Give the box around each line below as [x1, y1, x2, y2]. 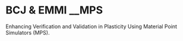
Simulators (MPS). [5, 29, 50, 36]
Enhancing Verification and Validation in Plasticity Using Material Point [5, 23, 178, 30]
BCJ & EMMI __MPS [5, 4, 103, 17]
